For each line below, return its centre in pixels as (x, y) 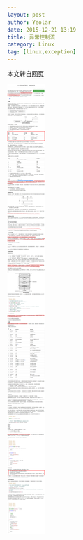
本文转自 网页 (25, 73)
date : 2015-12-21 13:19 (42, 30)
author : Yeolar (29, 22)
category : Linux (31, 45)
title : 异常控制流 (31, 37)
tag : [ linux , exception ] (42, 52)
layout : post (26, 15)
